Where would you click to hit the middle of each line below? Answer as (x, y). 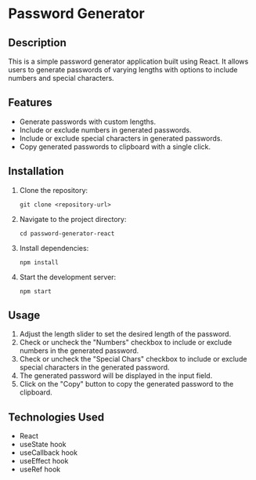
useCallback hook (49, 453)
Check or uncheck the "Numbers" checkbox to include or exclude (126, 343)
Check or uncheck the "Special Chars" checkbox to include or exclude (133, 359)
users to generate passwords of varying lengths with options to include (123, 70)
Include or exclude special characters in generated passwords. (121, 138)
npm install (39, 262)
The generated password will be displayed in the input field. (116, 376)
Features (30, 103)
